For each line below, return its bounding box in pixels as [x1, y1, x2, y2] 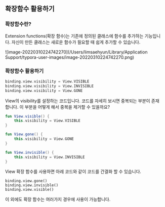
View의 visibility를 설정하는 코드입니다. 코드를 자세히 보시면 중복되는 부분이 [5, 98, 151, 104]
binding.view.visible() [5, 187, 54, 192]
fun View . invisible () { [5, 150, 54, 155]
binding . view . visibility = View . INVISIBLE [5, 83, 94, 88]
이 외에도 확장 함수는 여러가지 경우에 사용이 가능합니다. [5, 197, 111, 203]
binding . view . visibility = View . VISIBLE [5, 79, 90, 84]
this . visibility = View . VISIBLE [14, 118, 81, 124]
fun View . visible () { [5, 114, 50, 119]
